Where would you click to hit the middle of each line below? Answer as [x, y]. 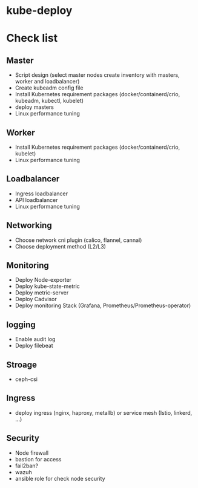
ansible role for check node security [60, 478]
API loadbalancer [36, 200]
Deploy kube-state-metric [47, 286]
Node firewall [32, 453]
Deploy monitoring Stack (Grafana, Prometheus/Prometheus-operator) [103, 305]
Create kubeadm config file [49, 88]
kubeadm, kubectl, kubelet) [49, 101]
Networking [29, 225]
